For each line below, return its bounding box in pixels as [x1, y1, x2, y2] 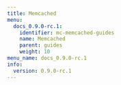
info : [7, 61, 23, 68]
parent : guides [19, 42, 63, 49]
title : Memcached [7, 10, 57, 17]
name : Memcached [19, 36, 66, 42]
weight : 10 [19, 49, 51, 56]
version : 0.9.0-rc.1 [13, 67, 72, 74]
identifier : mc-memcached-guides [19, 29, 115, 36]
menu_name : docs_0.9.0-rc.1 [7, 55, 88, 62]
